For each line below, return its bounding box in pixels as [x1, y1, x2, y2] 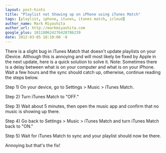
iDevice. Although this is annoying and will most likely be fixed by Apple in [5, 53, 156, 59]
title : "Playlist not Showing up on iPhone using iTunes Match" [5, 12, 141, 17]
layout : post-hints [5, 7, 46, 12]
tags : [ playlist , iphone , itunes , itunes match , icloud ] [5, 16, 125, 21]
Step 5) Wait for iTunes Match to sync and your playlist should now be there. [5, 133, 161, 139]
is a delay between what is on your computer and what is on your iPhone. [5, 64, 155, 70]
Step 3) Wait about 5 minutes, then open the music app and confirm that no [5, 103, 159, 109]
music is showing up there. [5, 108, 60, 114]
